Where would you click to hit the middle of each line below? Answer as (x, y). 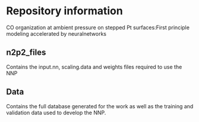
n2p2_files (26, 53)
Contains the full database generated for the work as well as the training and (100, 106)
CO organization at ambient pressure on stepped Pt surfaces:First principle (98, 27)
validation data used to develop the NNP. (56, 112)
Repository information (64, 11)
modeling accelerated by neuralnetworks (56, 33)
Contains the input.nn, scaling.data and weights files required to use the (94, 67)
